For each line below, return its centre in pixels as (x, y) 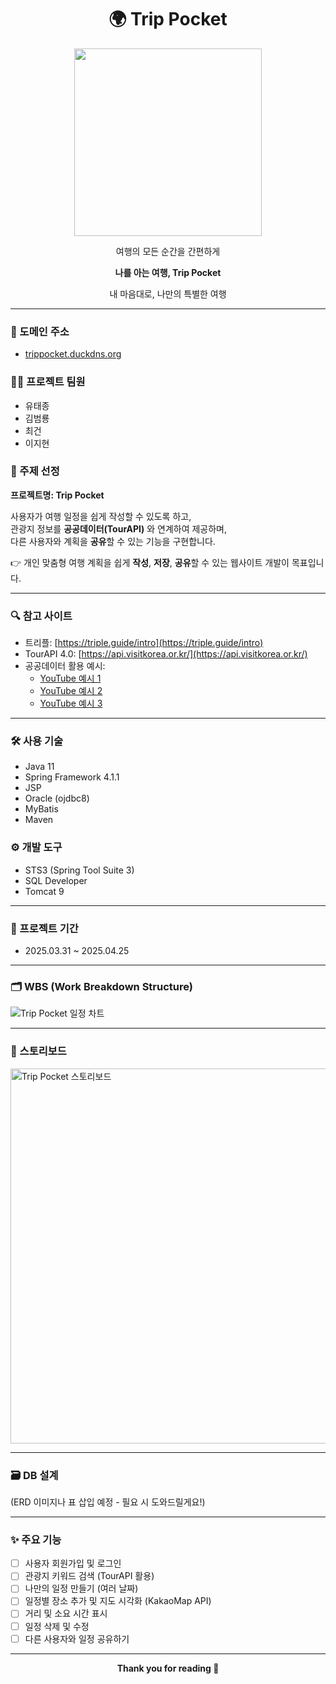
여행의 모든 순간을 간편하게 (168, 251)
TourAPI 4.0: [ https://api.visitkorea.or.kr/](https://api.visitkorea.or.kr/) (166, 654)
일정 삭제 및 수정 (57, 1626)
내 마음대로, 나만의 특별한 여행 (168, 293)
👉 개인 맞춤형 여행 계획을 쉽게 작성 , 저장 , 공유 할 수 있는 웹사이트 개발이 (150, 562)
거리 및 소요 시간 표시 (66, 1613)
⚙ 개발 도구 (36, 848)
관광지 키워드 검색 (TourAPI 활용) (89, 1576)
